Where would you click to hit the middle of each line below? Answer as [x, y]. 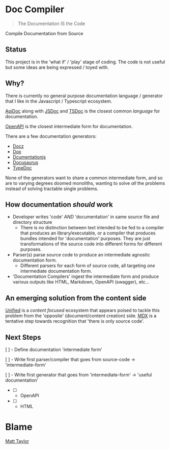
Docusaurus [25, 162]
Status [16, 50]
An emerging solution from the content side [76, 298]
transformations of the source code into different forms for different [91, 244]
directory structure [32, 222]
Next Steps [23, 337]
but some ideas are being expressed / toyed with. [57, 67]
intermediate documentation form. [56, 271]
